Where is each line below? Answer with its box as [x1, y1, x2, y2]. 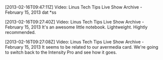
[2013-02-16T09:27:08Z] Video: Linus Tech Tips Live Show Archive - [5, 39, 144, 45]
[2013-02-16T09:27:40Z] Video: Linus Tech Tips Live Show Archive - [5, 19, 144, 25]
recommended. [5, 30, 36, 35]
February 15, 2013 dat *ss [5, 9, 57, 15]
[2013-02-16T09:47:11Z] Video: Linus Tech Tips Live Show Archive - [5, 4, 142, 10]
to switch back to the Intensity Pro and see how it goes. [5, 49, 117, 55]
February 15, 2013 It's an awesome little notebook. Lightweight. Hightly [5, 24, 148, 30]
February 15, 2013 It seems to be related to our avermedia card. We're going [5, 44, 159, 50]
